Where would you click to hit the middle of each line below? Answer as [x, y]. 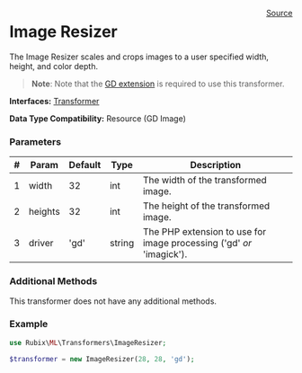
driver [41, 244]
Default [85, 165]
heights [44, 212]
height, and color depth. [54, 66]
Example [29, 324]
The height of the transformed [206, 206]
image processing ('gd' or [197, 244]
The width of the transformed [204, 181]
